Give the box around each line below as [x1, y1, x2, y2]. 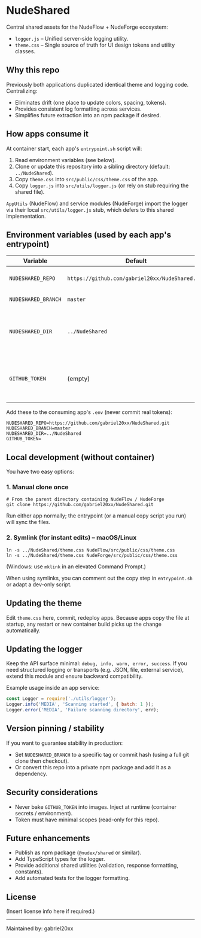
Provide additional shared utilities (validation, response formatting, [14, 862, 178, 869]
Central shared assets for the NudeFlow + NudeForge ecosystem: [6, 23, 169, 31]
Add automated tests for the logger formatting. [14, 875, 130, 882]
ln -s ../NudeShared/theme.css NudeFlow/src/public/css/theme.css [6, 547, 175, 553]
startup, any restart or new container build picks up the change [6, 620, 162, 628]
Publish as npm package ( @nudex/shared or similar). [14, 849, 142, 856]
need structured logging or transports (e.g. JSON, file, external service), [6, 666, 184, 674]
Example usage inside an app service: [6, 684, 100, 692]
